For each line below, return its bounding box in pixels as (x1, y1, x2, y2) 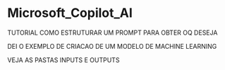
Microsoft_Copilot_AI (7, 5, 133, 21)
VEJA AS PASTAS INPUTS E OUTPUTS (7, 55, 120, 64)
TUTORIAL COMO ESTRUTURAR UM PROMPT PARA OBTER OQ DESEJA (7, 28, 218, 37)
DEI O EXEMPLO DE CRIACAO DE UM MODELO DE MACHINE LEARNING (7, 42, 217, 50)
